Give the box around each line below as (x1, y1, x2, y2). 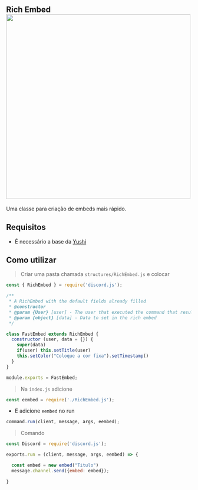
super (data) (16, 342, 46, 348)
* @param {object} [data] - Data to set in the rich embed (8, 314, 157, 321)
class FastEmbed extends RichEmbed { (6, 331, 99, 337)
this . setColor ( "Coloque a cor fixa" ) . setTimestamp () (16, 353, 149, 359)
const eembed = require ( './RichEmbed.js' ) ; (6, 397, 115, 403)
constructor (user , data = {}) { (11, 336, 94, 342)
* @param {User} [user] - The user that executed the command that (8, 309, 178, 315)
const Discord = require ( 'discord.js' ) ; (6, 441, 107, 447)
